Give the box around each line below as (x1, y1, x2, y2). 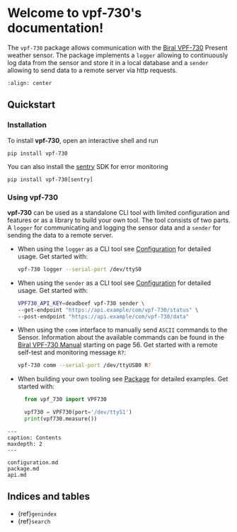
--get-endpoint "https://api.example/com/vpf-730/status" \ (17, 306, 199, 313)
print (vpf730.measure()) (24, 415, 98, 422)
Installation (7, 120, 47, 130)
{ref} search (17, 516, 51, 525)
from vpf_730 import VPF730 (24, 396, 108, 403)
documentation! (7, 20, 104, 36)
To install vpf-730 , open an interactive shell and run (7, 136, 159, 144)
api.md (7, 471, 27, 478)
